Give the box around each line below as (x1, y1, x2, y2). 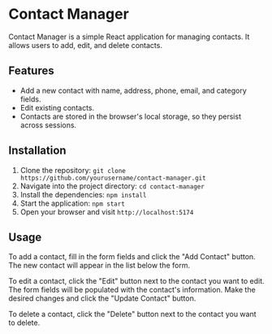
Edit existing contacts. (19, 102, 95, 112)
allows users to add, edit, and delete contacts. (8, 40, 162, 50)
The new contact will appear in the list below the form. (8, 261, 191, 271)
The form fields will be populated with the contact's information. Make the (8, 285, 256, 295)
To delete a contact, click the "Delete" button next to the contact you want (8, 310, 257, 319)
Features (8, 64, 54, 78)
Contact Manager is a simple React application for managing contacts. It (8, 32, 250, 41)
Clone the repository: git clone (19, 165, 126, 175)
